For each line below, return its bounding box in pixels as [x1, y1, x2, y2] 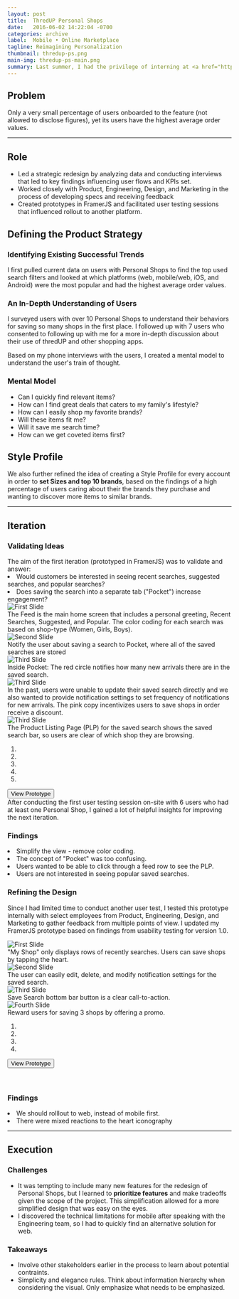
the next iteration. [7, 813, 59, 822]
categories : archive [7, 30, 69, 38]
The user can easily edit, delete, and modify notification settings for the [7, 970, 217, 978]
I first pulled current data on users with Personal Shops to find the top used [7, 265, 228, 274]
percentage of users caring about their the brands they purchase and [7, 485, 211, 493]
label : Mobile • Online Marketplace [7, 37, 119, 44]
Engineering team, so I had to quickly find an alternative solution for [17, 1219, 216, 1227]
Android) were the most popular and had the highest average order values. [7, 280, 226, 289]
